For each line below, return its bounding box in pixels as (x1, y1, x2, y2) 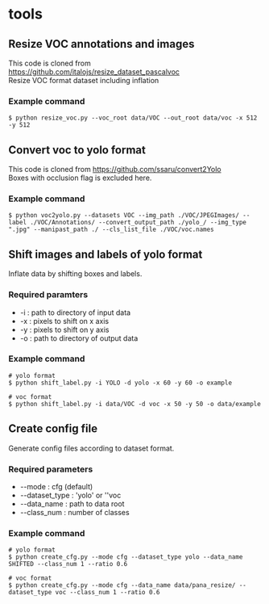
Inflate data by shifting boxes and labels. (8, 269, 143, 279)
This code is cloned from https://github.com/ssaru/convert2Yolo (8, 165, 221, 174)
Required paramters (8, 289, 89, 300)
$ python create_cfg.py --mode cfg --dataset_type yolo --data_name (8, 553, 243, 561)
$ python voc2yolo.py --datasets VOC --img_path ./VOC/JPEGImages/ (8, 212, 240, 220)
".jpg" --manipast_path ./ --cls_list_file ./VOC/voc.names (8, 225, 215, 234)
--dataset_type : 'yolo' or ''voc (19, 490, 122, 500)
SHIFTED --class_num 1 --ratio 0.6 (8, 560, 128, 568)
